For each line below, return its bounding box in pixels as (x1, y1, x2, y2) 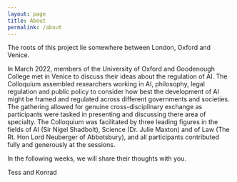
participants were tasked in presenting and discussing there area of (7, 110, 206, 118)
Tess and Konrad (7, 168, 57, 177)
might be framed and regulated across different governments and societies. (7, 95, 230, 103)
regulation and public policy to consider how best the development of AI (7, 87, 220, 96)
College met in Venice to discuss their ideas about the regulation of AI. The (7, 72, 228, 81)
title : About (7, 17, 46, 24)
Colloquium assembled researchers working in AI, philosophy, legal (7, 80, 206, 89)
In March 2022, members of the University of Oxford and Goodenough (7, 65, 216, 74)
